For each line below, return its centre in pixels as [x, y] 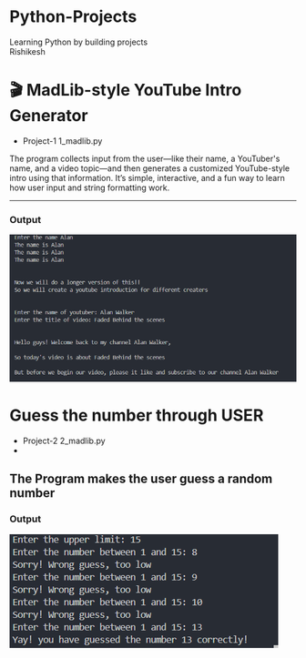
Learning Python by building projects [79, 42]
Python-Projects [73, 17]
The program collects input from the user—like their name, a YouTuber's [145, 158]
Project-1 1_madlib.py [62, 141]
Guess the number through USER [137, 415]
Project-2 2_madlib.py [64, 440]
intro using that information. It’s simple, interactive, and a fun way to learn [147, 177]
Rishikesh [27, 51]
